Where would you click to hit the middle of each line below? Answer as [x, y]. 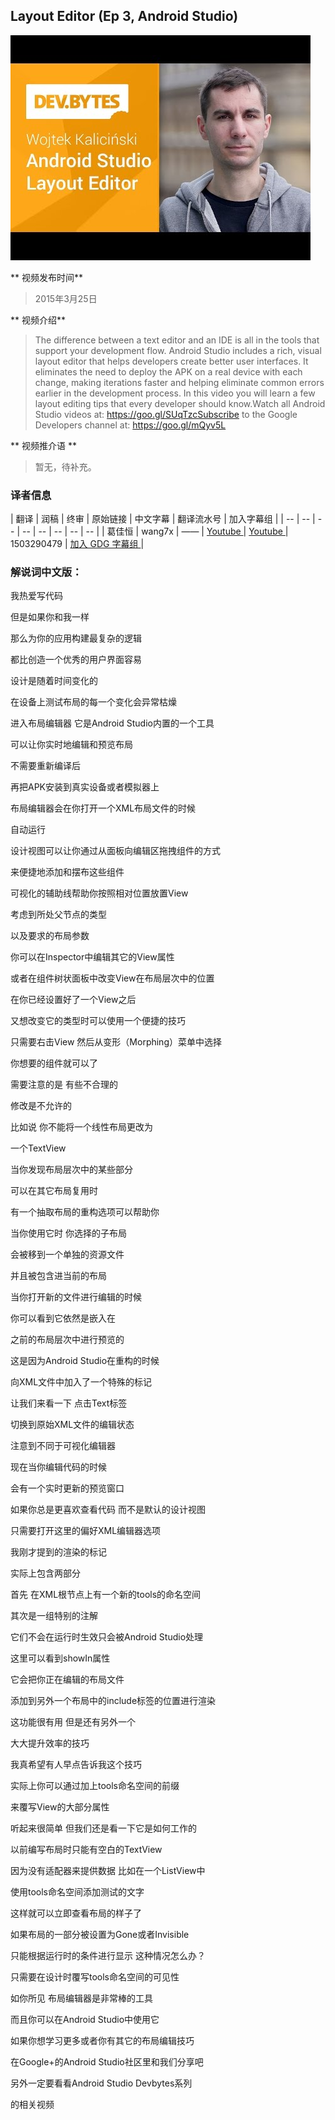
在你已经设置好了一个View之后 [73, 1000]
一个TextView [38, 1148]
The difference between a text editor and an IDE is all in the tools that [177, 340]
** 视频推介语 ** [43, 445]
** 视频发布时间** [46, 277]
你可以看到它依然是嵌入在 [63, 1318]
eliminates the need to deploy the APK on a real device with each [168, 371]
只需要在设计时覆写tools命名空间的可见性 [95, 1977]
